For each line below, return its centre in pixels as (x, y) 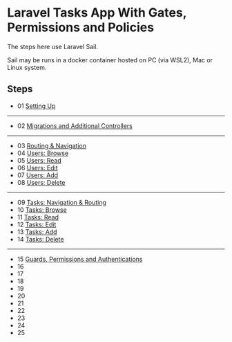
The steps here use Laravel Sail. (53, 46)
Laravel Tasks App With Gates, (97, 13)
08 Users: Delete (41, 182)
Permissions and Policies (80, 27)
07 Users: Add (38, 175)
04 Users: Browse (43, 153)
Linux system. (27, 67)
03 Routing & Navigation (51, 145)
